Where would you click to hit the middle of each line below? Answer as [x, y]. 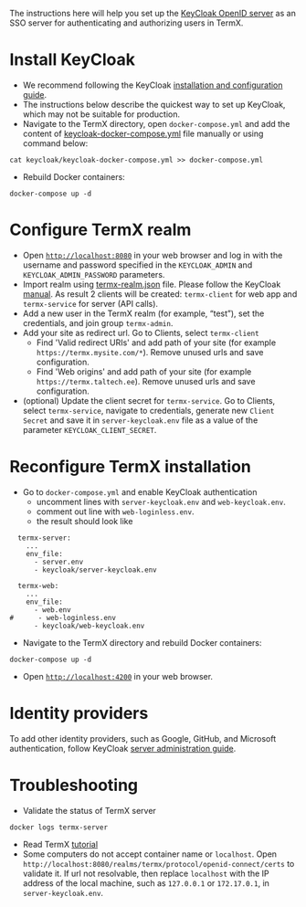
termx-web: [38, 585]
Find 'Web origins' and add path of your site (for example [144, 371]
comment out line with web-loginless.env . [115, 512]
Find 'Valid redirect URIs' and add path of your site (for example [156, 343]
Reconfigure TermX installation [130, 467]
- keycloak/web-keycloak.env [89, 626]
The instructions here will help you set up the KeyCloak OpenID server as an [153, 13]
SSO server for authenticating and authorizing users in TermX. [127, 23]
